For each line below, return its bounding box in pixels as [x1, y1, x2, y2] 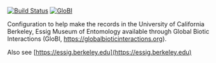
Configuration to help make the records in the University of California [7, 20, 205, 28]
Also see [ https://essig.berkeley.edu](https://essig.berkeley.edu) [7, 48, 192, 56]
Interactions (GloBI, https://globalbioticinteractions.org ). [7, 35, 167, 43]
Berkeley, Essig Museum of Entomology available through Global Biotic [7, 28, 210, 35]
